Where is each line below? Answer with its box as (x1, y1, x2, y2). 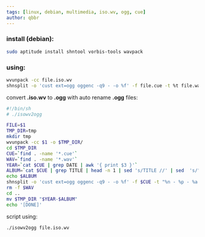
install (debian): (6, 35, 54, 43)
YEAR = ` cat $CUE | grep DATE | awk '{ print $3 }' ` (6, 162, 138, 168)
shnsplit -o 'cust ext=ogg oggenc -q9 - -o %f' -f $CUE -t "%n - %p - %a (6, 179, 198, 185)
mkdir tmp (6, 134, 32, 140)
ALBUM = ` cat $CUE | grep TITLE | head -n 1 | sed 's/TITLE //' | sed (6, 167, 184, 174)
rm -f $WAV (6, 184, 34, 191)
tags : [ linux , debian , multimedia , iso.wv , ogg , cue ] (6, 9, 146, 15)
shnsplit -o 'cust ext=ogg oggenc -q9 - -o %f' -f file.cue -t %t (6, 82, 179, 89)
